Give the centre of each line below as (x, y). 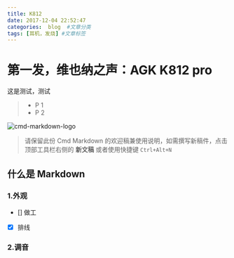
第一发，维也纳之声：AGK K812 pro (110, 70)
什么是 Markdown (46, 174)
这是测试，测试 (29, 91)
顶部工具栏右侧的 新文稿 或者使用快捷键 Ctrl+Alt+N (98, 150)
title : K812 (25, 14)
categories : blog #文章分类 (49, 27)
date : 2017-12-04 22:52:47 (47, 20)
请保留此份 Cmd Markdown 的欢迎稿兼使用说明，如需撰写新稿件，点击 (126, 141)
